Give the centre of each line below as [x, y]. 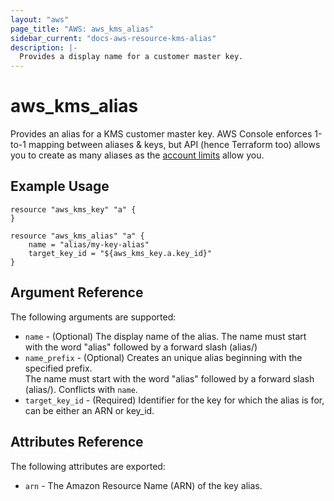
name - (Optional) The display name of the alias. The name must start [165, 336]
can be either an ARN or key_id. [89, 410]
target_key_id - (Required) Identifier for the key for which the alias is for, [174, 400]
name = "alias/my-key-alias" [89, 244]
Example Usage [60, 186]
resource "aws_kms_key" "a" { [73, 209]
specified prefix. [58, 368]
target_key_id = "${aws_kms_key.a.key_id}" [120, 253]
